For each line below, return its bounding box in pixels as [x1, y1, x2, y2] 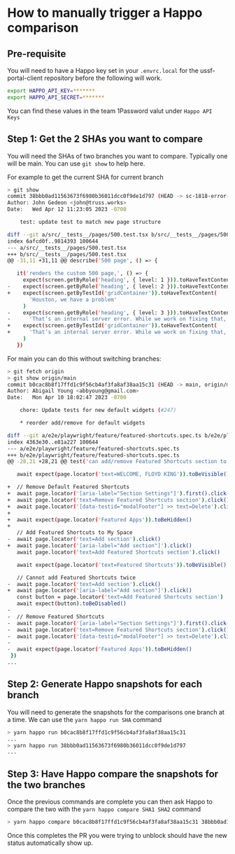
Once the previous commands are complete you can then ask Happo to [7, 798, 213, 806]
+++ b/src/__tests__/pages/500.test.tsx [7, 251, 127, 258]
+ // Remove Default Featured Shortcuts [7, 483, 130, 491]
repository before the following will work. [44, 74, 162, 82]
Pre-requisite [7, 48, 66, 60]
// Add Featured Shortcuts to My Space [16, 529, 133, 536]
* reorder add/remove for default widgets [20, 420, 145, 427]
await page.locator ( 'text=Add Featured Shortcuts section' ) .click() [16, 549, 220, 556]
